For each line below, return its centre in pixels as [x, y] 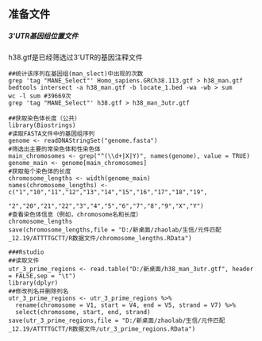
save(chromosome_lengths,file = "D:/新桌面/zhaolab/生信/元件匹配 [115, 230]
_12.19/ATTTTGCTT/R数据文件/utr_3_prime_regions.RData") [102, 329]
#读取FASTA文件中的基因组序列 [52, 134]
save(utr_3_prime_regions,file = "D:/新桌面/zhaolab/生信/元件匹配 [117, 321]
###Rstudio [26, 252]
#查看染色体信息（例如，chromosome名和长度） [75, 215]
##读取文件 [24, 261]
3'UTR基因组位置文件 [43, 36]
